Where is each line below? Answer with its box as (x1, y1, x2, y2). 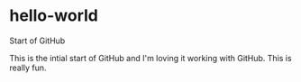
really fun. (9, 62, 47, 73)
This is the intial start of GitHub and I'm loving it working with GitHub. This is (9, 52, 292, 63)
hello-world (9, 5, 99, 26)
